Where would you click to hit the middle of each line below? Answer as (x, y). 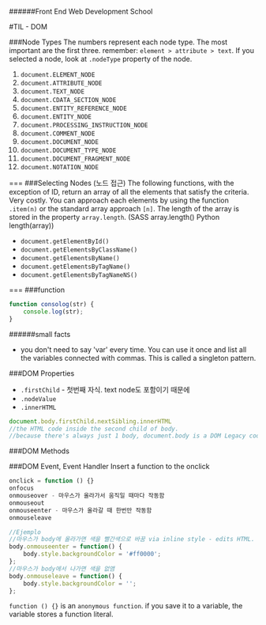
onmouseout (27, 503)
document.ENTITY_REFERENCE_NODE (73, 108)
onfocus (22, 489)
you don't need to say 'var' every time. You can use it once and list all (133, 349)
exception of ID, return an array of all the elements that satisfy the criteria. (129, 192)
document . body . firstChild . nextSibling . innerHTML (90, 421)
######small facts (40, 334)
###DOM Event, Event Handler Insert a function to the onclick (109, 467)
